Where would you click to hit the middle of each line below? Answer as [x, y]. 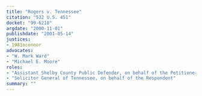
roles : [14, 67]
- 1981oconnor [24, 45]
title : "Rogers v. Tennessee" [44, 12]
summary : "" [21, 84]
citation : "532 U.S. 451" [38, 17]
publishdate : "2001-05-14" [40, 34]
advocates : [20, 51]
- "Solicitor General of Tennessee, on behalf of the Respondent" [91, 78]
